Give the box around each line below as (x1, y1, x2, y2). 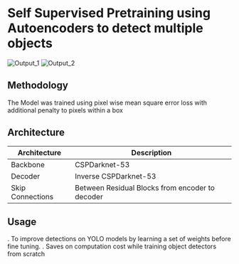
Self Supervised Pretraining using (7, 5, 211, 21)
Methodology (7, 80, 69, 92)
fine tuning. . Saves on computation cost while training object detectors (7, 242, 217, 250)
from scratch (7, 250, 46, 258)
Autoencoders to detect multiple (7, 20, 204, 36)
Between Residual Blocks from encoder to (74, 183, 216, 193)
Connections (11, 191, 54, 201)
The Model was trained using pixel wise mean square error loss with (7, 98, 208, 107)
